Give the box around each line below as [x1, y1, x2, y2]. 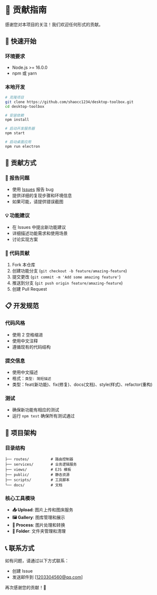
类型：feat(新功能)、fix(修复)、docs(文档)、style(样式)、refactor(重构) [12, 381, 153, 388]
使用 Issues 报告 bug [12, 186, 54, 193]
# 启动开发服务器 [5, 126, 35, 131]
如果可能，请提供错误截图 [12, 198, 64, 205]
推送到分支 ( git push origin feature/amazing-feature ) [12, 280, 123, 286]
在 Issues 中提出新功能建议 [12, 224, 67, 230]
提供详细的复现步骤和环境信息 [12, 193, 72, 198]
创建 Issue [12, 568, 33, 574]
